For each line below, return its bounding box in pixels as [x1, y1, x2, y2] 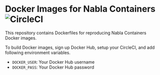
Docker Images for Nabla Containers [5, 3, 156, 15]
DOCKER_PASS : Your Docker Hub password [12, 64, 94, 70]
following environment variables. [5, 50, 71, 56]
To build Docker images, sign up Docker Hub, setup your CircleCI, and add [5, 44, 155, 50]
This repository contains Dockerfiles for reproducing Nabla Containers [5, 30, 146, 36]
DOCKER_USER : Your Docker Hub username [12, 59, 95, 65]
